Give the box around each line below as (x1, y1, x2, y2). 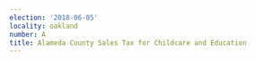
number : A (9, 30, 47, 39)
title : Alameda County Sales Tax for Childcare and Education (9, 38, 247, 48)
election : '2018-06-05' (9, 13, 99, 22)
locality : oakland (9, 22, 78, 30)
